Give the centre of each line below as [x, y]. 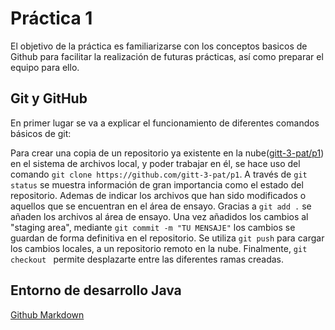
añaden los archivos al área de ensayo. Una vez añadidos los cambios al [159, 216]
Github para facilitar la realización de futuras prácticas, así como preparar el [167, 56]
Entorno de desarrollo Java [96, 290]
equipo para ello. [45, 67]
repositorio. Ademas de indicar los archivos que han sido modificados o [158, 195]
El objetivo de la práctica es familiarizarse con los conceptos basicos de [159, 46]
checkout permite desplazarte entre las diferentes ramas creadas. [147, 259]
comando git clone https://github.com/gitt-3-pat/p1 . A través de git [159, 174]
